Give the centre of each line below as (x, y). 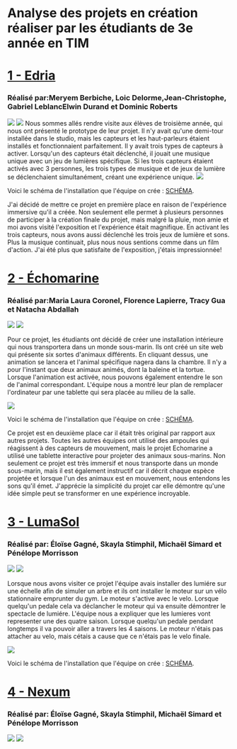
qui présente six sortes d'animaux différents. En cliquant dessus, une (108, 355)
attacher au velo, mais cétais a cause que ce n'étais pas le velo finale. (109, 636)
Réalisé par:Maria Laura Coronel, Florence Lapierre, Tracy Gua (116, 300)
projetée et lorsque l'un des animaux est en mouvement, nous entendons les (119, 479)
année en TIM (48, 43)
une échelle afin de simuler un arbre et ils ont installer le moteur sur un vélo (117, 591)
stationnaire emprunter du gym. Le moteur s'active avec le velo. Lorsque (113, 598)
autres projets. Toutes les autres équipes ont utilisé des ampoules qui (109, 441)
